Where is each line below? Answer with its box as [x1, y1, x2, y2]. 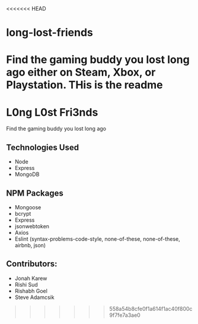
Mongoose [14, 203, 41, 210]
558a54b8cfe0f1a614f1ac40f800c [109, 305, 193, 312]
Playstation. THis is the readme [6, 78, 163, 92]
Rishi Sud [14, 281, 39, 288]
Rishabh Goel [14, 287, 47, 294]
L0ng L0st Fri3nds [6, 105, 98, 119]
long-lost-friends [6, 26, 94, 39]
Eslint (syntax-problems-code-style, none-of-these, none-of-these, [14, 235, 181, 243]
